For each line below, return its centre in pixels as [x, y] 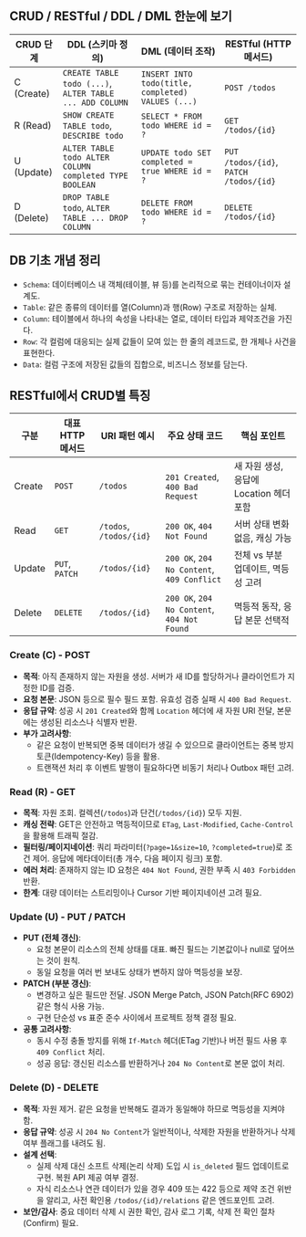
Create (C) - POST [50, 655]
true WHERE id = [176, 171]
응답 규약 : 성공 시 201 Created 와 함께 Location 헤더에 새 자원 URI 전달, [148, 710]
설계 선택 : [40, 1154]
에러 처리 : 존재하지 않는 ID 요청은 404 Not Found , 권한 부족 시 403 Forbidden [159, 870]
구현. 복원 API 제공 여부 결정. [87, 1177]
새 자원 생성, [259, 466]
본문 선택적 [267, 621]
